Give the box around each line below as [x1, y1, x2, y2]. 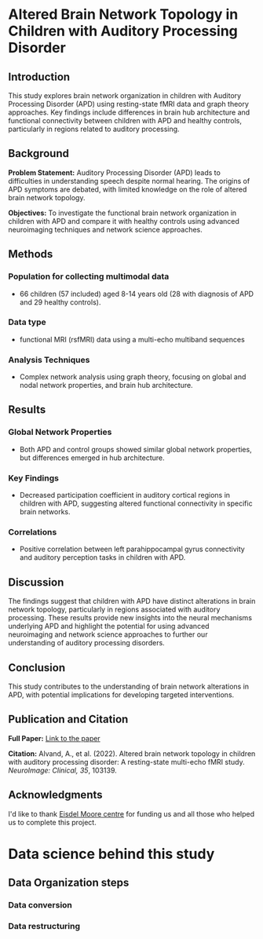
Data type [8, 316, 47, 327]
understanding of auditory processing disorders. [8, 638, 165, 648]
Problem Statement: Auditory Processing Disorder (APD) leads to [8, 167, 221, 177]
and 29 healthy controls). [19, 297, 101, 307]
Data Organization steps [8, 876, 130, 890]
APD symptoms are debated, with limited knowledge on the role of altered [8, 185, 247, 194]
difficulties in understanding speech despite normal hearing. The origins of [8, 176, 250, 185]
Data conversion [8, 900, 73, 911]
